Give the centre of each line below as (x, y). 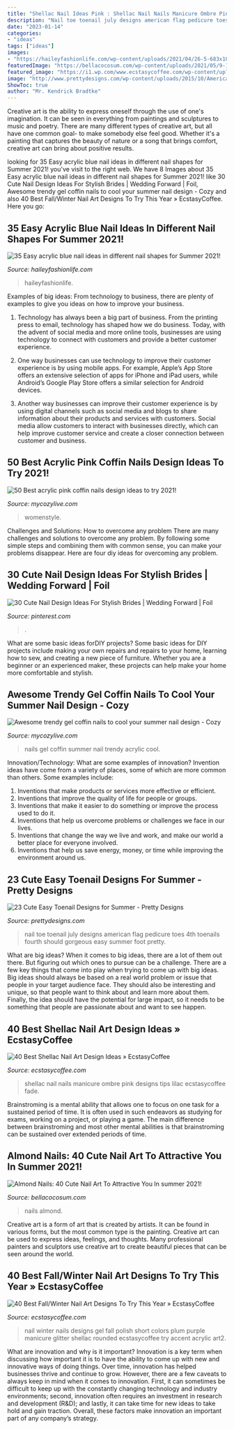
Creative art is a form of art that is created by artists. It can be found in (108, 1224)
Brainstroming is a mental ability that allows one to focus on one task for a (113, 1105)
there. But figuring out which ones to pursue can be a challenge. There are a (117, 963)
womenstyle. (42, 517)
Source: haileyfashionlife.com (50, 269)
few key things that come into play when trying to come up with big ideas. (113, 970)
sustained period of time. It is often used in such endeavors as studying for (115, 1112)
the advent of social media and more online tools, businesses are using (119, 332)
